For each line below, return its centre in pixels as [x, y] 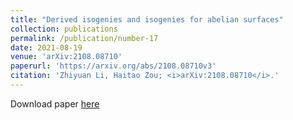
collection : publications [64, 29]
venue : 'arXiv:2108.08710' [66, 57]
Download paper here [55, 103]
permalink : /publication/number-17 [84, 38]
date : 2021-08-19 [46, 47]
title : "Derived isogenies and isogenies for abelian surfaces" [147, 19]
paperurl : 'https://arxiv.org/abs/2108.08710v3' [113, 66]
